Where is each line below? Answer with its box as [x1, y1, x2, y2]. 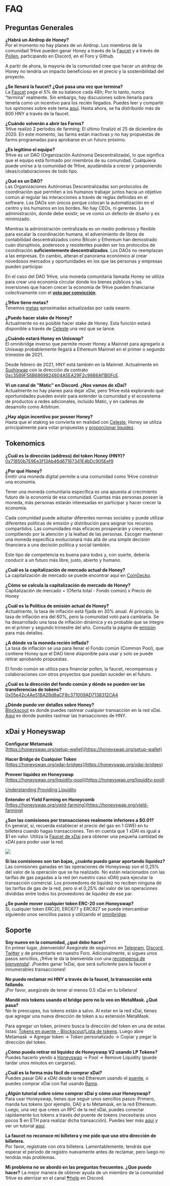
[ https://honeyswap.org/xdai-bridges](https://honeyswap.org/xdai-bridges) [5, 761, 163, 767]
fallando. [5, 981, 24, 988]
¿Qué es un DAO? [5, 178, 43, 184]
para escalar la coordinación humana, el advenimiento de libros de [5, 231, 145, 237]
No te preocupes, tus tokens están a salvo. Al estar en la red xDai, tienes [5, 1008, 157, 1014]
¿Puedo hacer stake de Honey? [5, 315, 73, 321]
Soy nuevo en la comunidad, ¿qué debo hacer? [5, 939, 106, 945]
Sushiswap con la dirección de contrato [5, 367, 88, 373]
